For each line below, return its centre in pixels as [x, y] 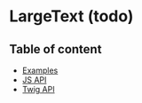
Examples [40, 70]
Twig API [38, 89]
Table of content [55, 49]
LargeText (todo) [71, 16]
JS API [34, 80]
